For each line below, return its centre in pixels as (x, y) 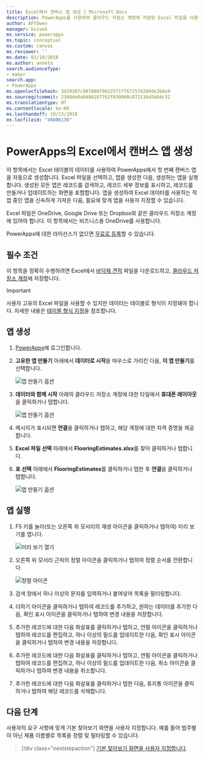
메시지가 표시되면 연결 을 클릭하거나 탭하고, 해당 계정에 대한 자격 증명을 (99, 427)
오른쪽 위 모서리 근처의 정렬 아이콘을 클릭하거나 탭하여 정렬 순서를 (93, 560)
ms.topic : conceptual (34, 40)
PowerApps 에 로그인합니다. (49, 348)
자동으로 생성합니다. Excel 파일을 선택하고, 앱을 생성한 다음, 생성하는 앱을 (100, 177)
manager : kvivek (27, 29)
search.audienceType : (34, 69)
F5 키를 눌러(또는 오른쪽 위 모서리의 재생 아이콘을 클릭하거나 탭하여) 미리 (102, 526)
